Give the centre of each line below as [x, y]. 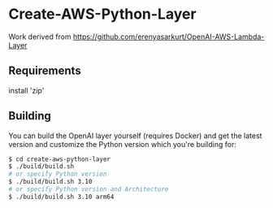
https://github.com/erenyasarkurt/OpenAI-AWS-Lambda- [169, 37]
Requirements [45, 71]
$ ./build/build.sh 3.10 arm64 [61, 197]
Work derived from [40, 37]
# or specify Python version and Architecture [89, 189]
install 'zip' [26, 90]
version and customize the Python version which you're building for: [123, 144]
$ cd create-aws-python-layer [60, 159]
